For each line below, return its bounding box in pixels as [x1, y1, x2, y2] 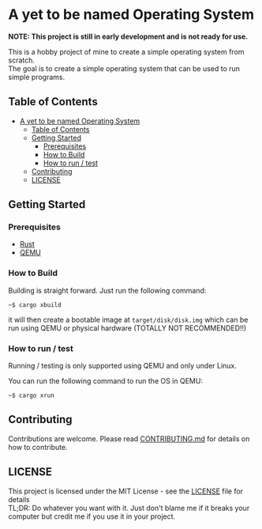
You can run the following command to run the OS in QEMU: [8, 376, 204, 386]
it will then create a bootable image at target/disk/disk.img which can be [8, 315, 249, 324]
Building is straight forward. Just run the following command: [8, 285, 207, 295]
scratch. [8, 55, 36, 65]
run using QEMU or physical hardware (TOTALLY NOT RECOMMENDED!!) [8, 323, 247, 333]
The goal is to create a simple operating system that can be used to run [8, 63, 241, 73]
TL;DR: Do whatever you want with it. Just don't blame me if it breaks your [8, 503, 250, 512]
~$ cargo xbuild [8, 300, 62, 309]
